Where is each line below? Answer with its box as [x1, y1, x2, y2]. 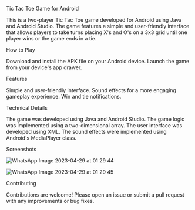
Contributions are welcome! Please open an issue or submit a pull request [6, 191, 185, 198]
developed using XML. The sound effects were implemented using [6, 128, 167, 135]
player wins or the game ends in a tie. [6, 35, 97, 42]
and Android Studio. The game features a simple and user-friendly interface [6, 23, 190, 29]
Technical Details [6, 104, 48, 111]
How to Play [6, 46, 35, 53]
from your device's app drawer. [6, 64, 82, 71]
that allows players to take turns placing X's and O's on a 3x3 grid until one [6, 29, 188, 36]
